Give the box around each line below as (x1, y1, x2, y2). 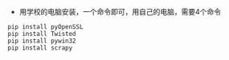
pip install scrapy (7, 44, 73, 52)
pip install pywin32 (7, 37, 77, 45)
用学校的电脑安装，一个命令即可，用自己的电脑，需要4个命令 (18, 7, 222, 16)
